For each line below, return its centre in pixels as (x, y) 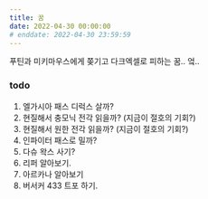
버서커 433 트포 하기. (60, 185)
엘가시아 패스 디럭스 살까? (68, 106)
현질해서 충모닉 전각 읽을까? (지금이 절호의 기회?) (109, 118)
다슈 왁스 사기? (49, 151)
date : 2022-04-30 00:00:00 (60, 26)
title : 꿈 (27, 18)
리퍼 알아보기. (47, 163)
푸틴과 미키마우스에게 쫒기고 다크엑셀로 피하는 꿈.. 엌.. (104, 62)
